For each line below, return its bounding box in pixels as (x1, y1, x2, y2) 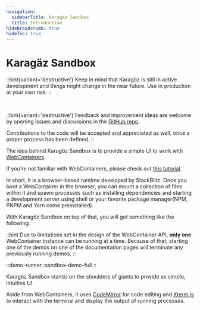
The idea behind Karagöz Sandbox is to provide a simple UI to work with (6, 147, 183, 154)
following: (6, 220, 30, 227)
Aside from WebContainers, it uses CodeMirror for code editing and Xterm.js (6, 291, 194, 298)
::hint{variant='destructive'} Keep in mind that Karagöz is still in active (6, 76, 177, 83)
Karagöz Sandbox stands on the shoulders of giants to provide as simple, (6, 273, 186, 280)
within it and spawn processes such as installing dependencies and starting (6, 189, 192, 197)
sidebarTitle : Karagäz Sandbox (11, 14, 89, 20)
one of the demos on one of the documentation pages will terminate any (6, 244, 183, 251)
